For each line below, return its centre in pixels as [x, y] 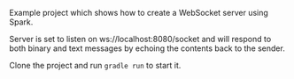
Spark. [21, 22]
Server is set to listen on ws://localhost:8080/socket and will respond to [140, 39]
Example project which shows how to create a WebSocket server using [139, 13]
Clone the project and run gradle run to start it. [95, 65]
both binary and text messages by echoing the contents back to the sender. [147, 48]
